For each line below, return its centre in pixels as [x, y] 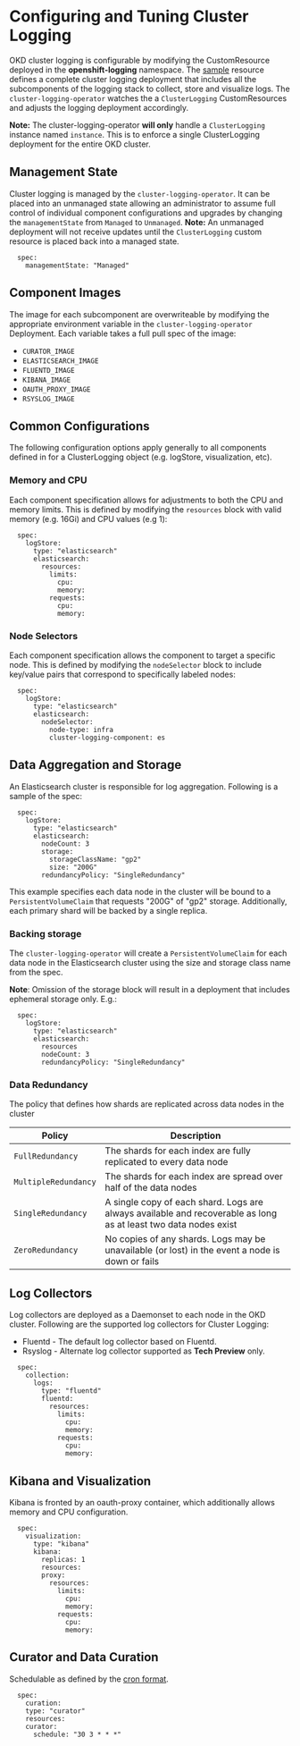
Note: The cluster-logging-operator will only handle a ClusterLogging [137, 125]
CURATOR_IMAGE [48, 351]
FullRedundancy [46, 1156]
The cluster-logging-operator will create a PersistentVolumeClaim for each [148, 953]
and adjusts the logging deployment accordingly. [99, 107]
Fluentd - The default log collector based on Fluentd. [119, 1342]
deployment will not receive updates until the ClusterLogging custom [136, 232]
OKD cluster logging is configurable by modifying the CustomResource [140, 60]
